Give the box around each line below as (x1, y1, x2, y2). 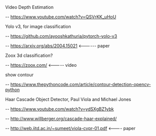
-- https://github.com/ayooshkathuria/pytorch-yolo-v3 (5, 33, 117, 39)
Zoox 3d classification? (5, 52, 53, 58)
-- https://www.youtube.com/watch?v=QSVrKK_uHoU (5, 14, 116, 19)
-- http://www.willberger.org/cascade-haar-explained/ (5, 116, 117, 122)
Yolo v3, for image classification (5, 23, 71, 29)
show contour (5, 72, 34, 78)
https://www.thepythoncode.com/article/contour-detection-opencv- (10, 82, 151, 87)
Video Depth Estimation (5, 4, 54, 10)
